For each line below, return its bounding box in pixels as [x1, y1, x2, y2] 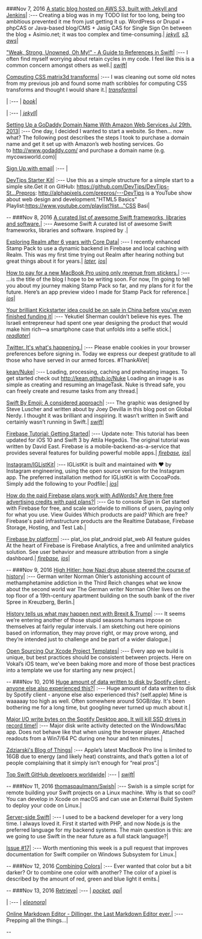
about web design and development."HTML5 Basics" [6, 196, 137, 203]
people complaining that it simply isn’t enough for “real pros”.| [6, 759, 159, 766]
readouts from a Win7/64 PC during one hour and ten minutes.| [6, 735, 163, 742]
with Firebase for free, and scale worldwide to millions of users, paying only [6, 504, 194, 512]
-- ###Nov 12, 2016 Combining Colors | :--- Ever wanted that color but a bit [6, 862, 192, 870]
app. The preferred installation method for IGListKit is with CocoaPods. [6, 474, 182, 481]
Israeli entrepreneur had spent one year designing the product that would [6, 319, 188, 326]
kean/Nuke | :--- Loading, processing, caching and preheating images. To [6, 368, 188, 375]
